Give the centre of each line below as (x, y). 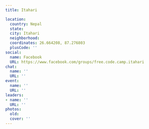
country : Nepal (26, 24)
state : (17, 29)
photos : (13, 109)
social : (13, 52)
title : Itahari (21, 10)
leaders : (14, 95)
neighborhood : (25, 38)
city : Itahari (25, 34)
